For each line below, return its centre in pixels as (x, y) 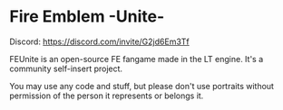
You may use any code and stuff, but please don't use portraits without (142, 86)
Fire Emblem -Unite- (87, 17)
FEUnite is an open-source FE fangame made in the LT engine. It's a (137, 59)
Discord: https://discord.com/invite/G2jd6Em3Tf (100, 41)
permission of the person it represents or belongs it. (107, 96)
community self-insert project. (66, 69)
